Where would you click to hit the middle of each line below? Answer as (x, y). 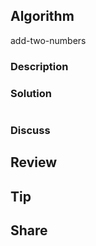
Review (34, 162)
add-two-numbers (48, 40)
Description (39, 66)
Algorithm (42, 16)
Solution (31, 93)
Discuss (30, 130)
